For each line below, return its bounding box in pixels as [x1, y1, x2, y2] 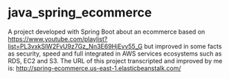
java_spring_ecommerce [8, 5, 152, 21]
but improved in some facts [143, 42, 222, 50]
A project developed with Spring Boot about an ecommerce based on [8, 27, 205, 36]
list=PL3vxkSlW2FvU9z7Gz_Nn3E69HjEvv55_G [8, 42, 143, 50]
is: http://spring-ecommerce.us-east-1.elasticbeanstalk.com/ [8, 64, 182, 72]
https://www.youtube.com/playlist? [8, 34, 108, 43]
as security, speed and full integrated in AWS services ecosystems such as [8, 49, 222, 58]
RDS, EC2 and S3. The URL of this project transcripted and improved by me [8, 56, 223, 65]
